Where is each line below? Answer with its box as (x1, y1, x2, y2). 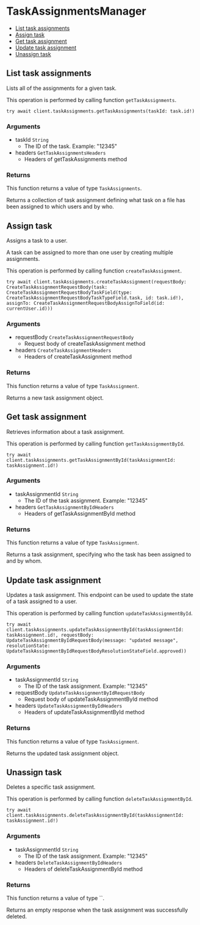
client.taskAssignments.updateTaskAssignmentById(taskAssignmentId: (6, 626, 184, 633)
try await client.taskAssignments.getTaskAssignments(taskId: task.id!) (6, 108, 195, 114)
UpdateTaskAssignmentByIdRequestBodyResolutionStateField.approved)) (6, 648, 187, 654)
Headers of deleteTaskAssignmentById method (24, 865, 143, 872)
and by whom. (6, 557, 43, 565)
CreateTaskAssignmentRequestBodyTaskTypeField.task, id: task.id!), (6, 295, 184, 301)
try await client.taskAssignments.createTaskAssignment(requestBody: (6, 279, 187, 285)
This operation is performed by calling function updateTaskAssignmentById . (6, 609, 193, 616)
